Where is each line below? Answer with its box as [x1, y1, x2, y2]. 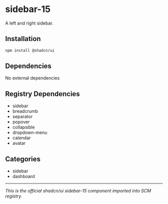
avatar [12, 140, 26, 146]
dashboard [12, 173, 35, 179]
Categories [5, 154, 41, 163]
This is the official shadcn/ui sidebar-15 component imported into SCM [5, 188, 151, 194]
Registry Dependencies [5, 89, 80, 98]
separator [12, 114, 33, 120]
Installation [5, 35, 41, 43]
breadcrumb [12, 108, 38, 114]
